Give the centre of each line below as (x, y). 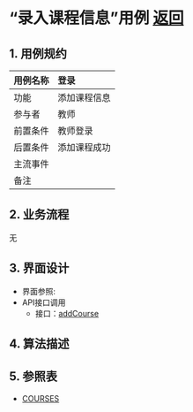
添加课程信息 (85, 98)
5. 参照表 (33, 377)
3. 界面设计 (39, 268)
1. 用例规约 (38, 53)
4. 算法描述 (39, 344)
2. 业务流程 (39, 214)
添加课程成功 (85, 147)
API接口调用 (44, 302)
